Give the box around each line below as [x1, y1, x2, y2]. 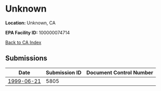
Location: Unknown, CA [5, 20, 56, 26]
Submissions [5, 54, 47, 63]
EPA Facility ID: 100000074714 [5, 29, 70, 35]
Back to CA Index [5, 39, 42, 45]
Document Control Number [86, 69, 153, 76]
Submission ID [45, 69, 82, 76]
